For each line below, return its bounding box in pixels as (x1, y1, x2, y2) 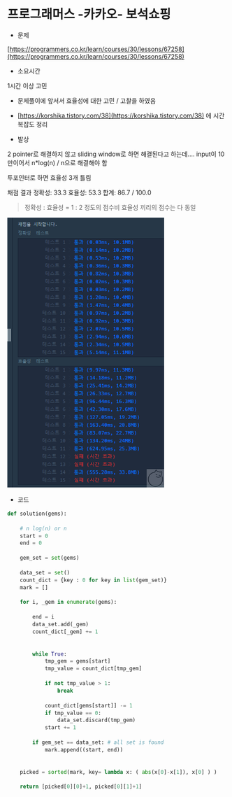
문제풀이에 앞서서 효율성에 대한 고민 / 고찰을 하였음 (17, 96, 156, 105)
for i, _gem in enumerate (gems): (20, 599, 117, 606)
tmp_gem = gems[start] (44, 658, 111, 665)
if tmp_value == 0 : (44, 710, 101, 717)
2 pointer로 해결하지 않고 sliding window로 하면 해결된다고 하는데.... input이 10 (7, 150, 225, 158)
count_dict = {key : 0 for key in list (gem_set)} (20, 577, 168, 584)
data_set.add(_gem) (32, 621, 89, 628)
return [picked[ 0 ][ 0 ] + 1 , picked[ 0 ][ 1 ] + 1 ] (20, 783, 143, 791)
